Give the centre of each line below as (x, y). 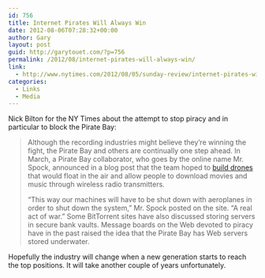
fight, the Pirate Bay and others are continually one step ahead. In (134, 151)
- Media (28, 96)
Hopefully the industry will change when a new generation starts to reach (127, 257)
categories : (28, 81)
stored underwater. (58, 242)
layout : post (30, 45)
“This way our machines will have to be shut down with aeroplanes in (140, 200)
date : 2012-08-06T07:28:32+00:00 (63, 30)
